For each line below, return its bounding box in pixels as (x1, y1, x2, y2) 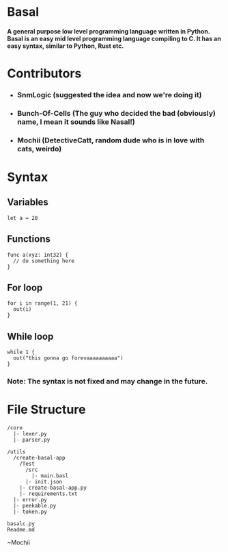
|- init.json (25, 479, 63, 486)
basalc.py (7, 520, 35, 527)
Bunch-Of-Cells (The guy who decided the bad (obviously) (16, 108, 216, 118)
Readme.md (7, 527, 35, 534)
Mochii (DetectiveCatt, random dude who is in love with (16, 135, 205, 145)
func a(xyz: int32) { (7, 251, 69, 258)
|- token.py (13, 508, 48, 516)
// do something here (13, 258, 75, 264)
